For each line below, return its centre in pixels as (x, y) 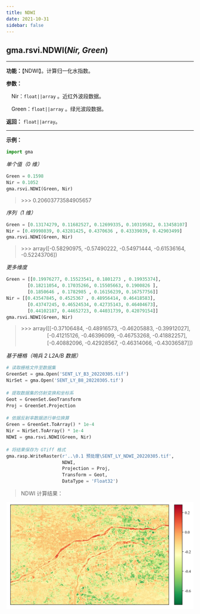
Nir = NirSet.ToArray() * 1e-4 (45, 431)
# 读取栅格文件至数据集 (31, 368)
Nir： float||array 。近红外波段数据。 (58, 96)
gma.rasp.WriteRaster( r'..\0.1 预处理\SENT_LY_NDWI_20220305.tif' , (90, 456)
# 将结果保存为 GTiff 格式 (36, 450)
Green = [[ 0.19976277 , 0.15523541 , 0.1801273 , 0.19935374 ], (84, 280)
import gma (20, 152)
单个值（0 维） (24, 164)
